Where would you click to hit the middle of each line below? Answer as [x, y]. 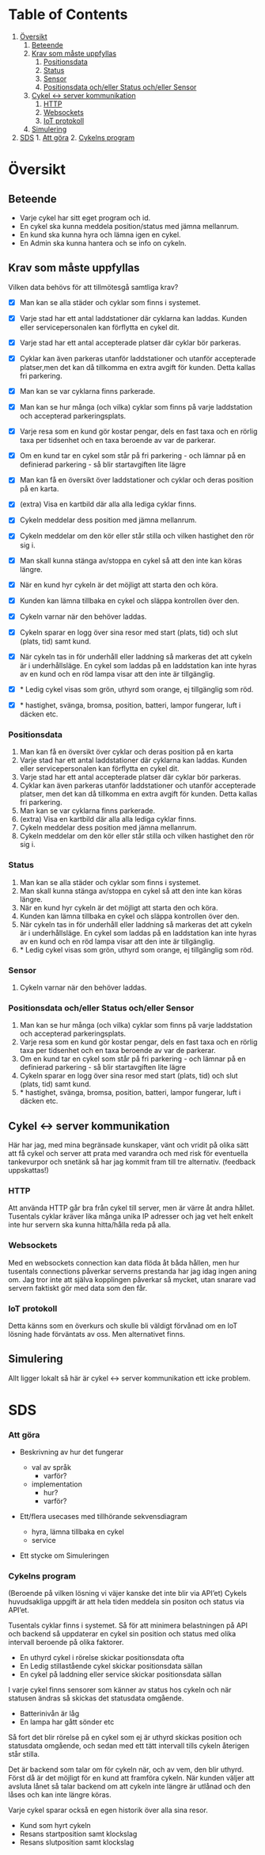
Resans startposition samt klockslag [78, 1834]
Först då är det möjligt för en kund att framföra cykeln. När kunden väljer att [131, 1778]
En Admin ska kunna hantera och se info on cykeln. [103, 242]
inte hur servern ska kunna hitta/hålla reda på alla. [90, 1225]
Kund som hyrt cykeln [55, 1826]
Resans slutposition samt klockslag [77, 1842]
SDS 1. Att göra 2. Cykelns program [77, 137]
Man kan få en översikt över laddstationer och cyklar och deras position [136, 480]
